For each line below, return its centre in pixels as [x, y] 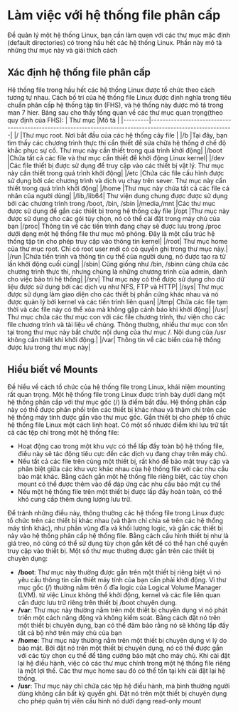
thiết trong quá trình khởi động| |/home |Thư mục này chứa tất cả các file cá [118, 188]
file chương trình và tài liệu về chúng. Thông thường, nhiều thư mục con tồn [118, 324]
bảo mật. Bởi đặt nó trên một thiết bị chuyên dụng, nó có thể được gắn [120, 648]
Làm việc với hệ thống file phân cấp [114, 15]
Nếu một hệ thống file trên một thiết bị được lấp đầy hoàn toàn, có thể [120, 491]
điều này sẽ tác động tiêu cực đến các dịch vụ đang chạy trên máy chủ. [123, 453]
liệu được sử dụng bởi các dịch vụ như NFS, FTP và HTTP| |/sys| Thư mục [115, 287]
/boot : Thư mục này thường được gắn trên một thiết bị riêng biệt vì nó [119, 572]
